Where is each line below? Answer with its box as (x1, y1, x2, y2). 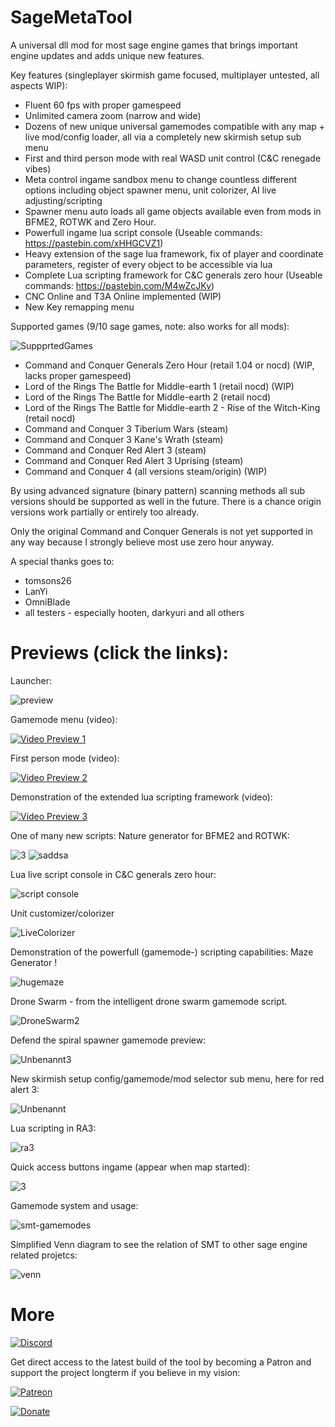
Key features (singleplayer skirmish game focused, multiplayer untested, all (10, 69, 320, 81)
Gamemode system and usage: (10, 1199, 139, 1211)
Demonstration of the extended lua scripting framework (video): (10, 791, 273, 803)
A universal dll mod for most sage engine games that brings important (10, 39, 298, 51)
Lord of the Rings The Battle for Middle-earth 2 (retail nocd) (24, 391, 272, 403)
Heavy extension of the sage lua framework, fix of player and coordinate (24, 247, 324, 260)
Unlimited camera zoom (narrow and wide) (24, 109, 202, 121)
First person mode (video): (10, 752, 120, 764)
